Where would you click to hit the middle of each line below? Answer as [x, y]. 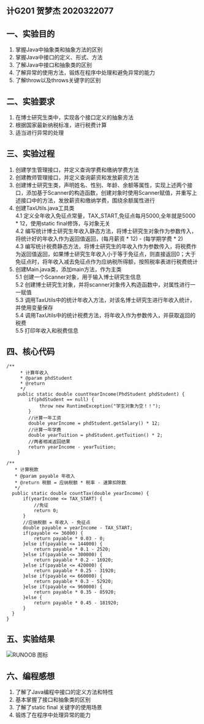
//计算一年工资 [45, 418]
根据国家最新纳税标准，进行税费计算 [61, 125]
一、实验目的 [31, 33]
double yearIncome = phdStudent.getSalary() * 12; [94, 423]
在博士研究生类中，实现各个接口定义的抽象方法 [74, 118]
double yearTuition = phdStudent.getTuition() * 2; [96, 435]
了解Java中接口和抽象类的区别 [54, 65]
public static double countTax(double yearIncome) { [81, 493]
